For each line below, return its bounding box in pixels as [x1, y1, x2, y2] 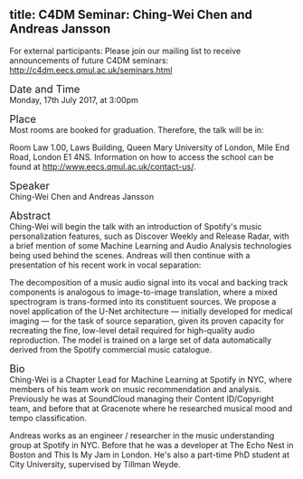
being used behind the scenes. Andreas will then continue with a [9, 249, 251, 260]
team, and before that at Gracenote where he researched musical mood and [9, 402, 293, 414]
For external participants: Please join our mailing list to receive [9, 45, 241, 56]
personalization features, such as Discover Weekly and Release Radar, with [9, 230, 289, 241]
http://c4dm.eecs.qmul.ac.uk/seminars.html [9, 64, 173, 75]
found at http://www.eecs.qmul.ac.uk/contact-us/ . [9, 161, 196, 172]
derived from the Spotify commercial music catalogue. [9, 343, 213, 355]
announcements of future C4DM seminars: [9, 54, 169, 66]
